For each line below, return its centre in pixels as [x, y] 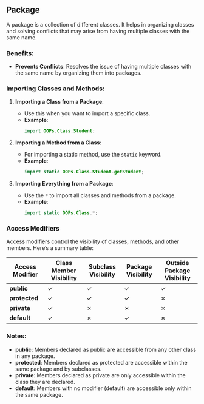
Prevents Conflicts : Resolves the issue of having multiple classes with [103, 67]
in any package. [35, 356]
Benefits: [20, 53]
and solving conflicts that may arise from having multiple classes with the [98, 31]
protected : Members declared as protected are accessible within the [101, 362]
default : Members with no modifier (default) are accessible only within [103, 388]
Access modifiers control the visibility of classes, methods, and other [93, 241]
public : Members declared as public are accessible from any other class [105, 349]
